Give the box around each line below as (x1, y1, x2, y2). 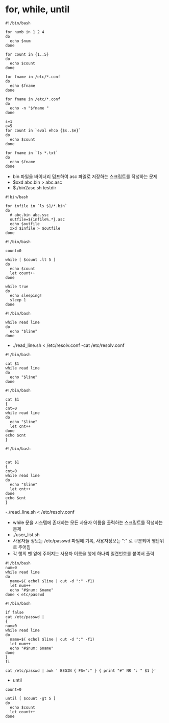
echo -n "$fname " (10, 105, 50, 111)
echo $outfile (10, 221, 40, 226)
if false (5, 610, 24, 615)
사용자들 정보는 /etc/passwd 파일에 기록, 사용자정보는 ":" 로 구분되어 (12, 537, 151, 543)
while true (5, 284, 29, 289)
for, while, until (5, 4, 70, 15)
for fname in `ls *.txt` (5, 150, 58, 156)
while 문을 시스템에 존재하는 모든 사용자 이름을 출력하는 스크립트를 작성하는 (12, 519, 163, 525)
